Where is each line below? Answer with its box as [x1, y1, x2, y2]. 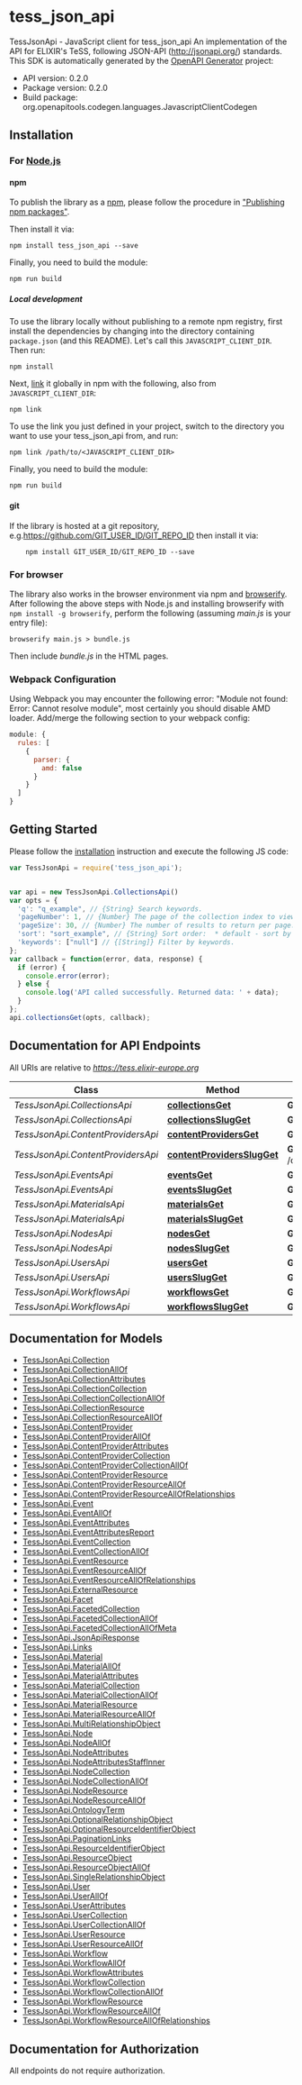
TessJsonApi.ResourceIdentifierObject [22, 1843, 165, 1853]
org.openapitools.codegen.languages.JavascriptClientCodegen [22, 101, 258, 112]
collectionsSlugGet [166, 1113, 252, 1125]
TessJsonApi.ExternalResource [22, 1584, 138, 1596]
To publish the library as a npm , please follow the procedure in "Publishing [9, 196, 285, 208]
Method [205, 1083, 240, 1096]
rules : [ [17, 739, 50, 748]
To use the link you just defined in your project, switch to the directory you [9, 421, 285, 432]
